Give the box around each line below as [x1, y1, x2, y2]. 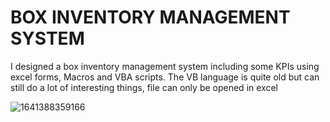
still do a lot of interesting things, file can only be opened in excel [10, 81, 278, 93]
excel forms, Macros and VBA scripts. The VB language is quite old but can [10, 71, 320, 83]
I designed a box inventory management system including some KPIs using [10, 60, 320, 72]
